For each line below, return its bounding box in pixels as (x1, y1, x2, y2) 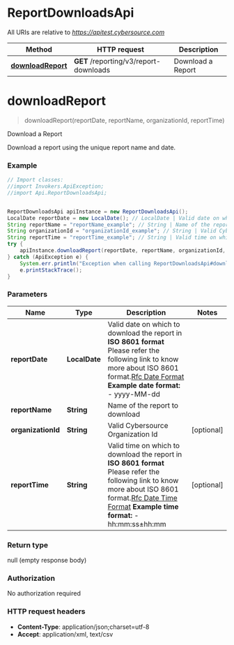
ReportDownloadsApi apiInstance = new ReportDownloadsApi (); (7, 208, 189, 215)
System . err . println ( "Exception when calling (19, 260, 151, 267)
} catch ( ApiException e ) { (7, 253, 89, 260)
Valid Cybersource (107, 420, 169, 430)
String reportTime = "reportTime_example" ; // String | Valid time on (7, 234, 217, 242)
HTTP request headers (7, 607, 86, 616)
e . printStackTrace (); (19, 267, 82, 274)
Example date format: (107, 380, 181, 390)
